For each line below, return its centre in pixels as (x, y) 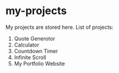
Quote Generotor (34, 38)
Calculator (27, 45)
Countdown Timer (36, 51)
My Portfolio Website (39, 64)
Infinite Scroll (30, 57)
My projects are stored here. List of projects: (59, 27)
